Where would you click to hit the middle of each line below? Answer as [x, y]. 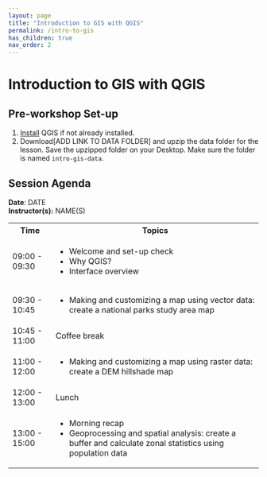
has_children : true [41, 38]
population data [98, 452]
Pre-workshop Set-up [64, 113]
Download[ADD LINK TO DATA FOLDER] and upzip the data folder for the [139, 142]
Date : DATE [27, 202]
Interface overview [104, 271]
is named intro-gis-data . [62, 158]
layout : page [30, 16]
